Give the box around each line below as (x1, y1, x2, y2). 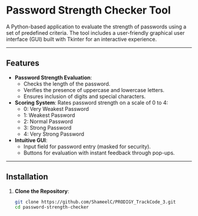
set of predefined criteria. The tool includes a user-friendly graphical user (6, 29, 185, 36)
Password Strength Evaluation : (14, 74, 93, 81)
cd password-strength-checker (14, 204, 90, 210)
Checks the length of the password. (23, 80, 111, 87)
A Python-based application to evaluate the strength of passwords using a (6, 23, 187, 30)
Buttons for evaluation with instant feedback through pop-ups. (23, 149, 175, 156)
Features (6, 58, 39, 68)
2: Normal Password (23, 117, 73, 125)
